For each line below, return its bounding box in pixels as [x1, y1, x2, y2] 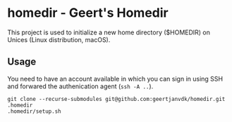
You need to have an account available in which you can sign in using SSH [7, 74, 224, 83]
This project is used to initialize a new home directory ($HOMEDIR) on [7, 28, 210, 36]
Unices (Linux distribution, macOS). [7, 35, 111, 43]
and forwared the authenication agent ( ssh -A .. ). [7, 82, 154, 90]
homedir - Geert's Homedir [7, 5, 169, 21]
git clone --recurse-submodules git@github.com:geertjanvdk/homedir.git [7, 95, 226, 102]
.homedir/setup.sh [7, 107, 61, 115]
